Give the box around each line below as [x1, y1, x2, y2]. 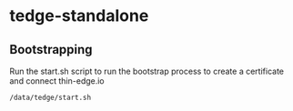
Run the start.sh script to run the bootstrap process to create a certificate [9, 66, 285, 76]
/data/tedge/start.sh [9, 93, 92, 102]
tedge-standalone [9, 5, 149, 26]
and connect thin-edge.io [9, 76, 105, 86]
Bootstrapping [9, 42, 93, 57]
